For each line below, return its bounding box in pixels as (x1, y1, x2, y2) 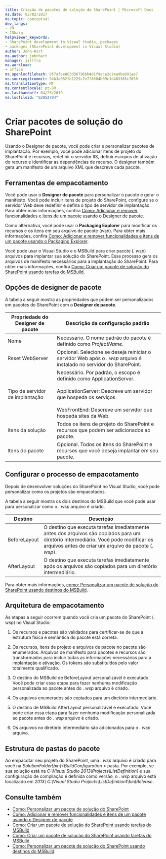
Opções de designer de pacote (5, 283, 102, 292)
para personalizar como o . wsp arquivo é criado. (5, 503, 105, 509)
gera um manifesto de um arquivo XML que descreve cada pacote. (5, 164, 141, 170)
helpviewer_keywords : (5, 35, 50, 40)
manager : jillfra (5, 58, 41, 63)
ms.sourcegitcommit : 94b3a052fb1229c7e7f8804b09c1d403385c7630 (5, 76, 138, 81)
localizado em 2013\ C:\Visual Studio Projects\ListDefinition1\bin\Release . (5, 779, 154, 785)
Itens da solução (7, 427, 46, 433)
